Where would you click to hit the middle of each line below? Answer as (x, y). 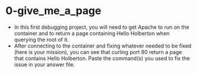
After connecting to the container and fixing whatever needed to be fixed (103, 46)
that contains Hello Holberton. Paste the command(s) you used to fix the (102, 58)
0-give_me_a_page (53, 11)
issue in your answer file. (44, 64)
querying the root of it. (41, 39)
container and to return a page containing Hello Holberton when (92, 33)
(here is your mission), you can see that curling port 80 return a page (98, 52)
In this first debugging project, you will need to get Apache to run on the (101, 27)
